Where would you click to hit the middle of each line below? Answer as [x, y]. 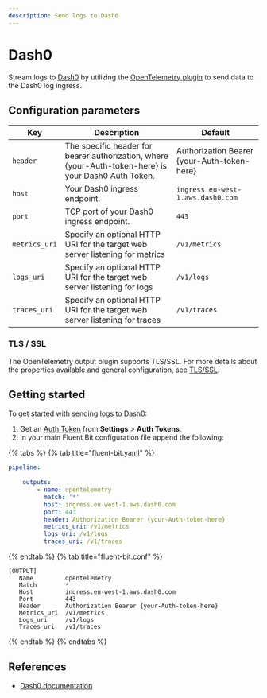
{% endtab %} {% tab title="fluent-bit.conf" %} [85, 556]
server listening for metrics [115, 254]
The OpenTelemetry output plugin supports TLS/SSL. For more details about [133, 361]
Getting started [47, 395]
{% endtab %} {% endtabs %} [58, 642]
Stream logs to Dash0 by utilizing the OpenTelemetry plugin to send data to [131, 77]
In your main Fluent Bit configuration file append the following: [122, 437]
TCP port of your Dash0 [109, 211]
